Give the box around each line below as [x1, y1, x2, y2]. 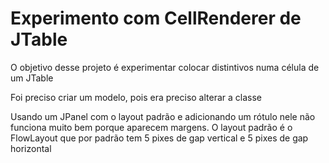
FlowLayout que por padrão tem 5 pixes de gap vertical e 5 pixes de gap [10, 132, 309, 144]
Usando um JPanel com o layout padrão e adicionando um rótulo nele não [10, 110, 316, 122]
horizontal [10, 142, 52, 154]
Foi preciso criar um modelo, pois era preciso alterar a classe [10, 91, 263, 103]
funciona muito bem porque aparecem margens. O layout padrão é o [10, 121, 293, 133]
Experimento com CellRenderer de [10, 7, 302, 30]
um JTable [10, 72, 54, 84]
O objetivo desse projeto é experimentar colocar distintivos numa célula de [10, 61, 320, 73]
